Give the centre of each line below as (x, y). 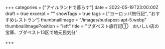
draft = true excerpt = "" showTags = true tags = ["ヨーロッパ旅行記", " (78, 13)
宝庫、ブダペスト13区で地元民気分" (41, 32)
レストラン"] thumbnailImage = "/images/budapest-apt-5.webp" (80, 20)
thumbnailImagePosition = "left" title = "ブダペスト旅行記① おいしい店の (82, 26)
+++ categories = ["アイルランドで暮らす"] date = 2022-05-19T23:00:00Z (82, 7)
